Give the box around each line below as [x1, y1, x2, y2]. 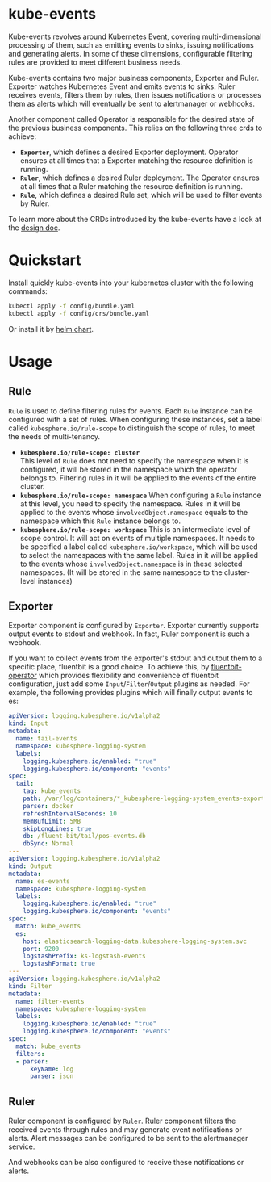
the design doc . [8, 223, 60, 233]
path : [23, 794, 42, 803]
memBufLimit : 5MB [23, 817, 81, 825]
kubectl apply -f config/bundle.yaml [8, 302, 135, 310]
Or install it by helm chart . [8, 324, 94, 333]
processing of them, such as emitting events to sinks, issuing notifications [8, 40, 254, 49]
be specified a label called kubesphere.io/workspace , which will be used [19, 542, 258, 551]
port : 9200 [23, 945, 60, 953]
